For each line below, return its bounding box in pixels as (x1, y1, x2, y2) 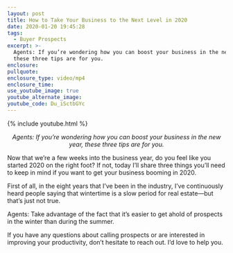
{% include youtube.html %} (7, 119, 88, 128)
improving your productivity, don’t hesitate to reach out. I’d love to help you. (7, 238, 223, 246)
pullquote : (7, 68, 39, 75)
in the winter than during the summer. (7, 217, 114, 225)
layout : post (7, 10, 45, 17)
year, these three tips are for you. (69, 140, 164, 148)
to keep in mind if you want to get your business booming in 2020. (7, 168, 196, 177)
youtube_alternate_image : (7, 94, 82, 101)
